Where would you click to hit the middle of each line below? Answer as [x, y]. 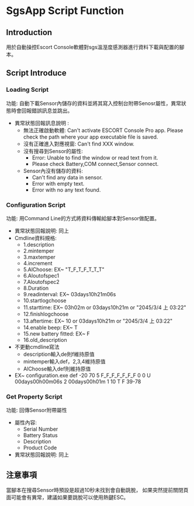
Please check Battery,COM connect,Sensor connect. [95, 164]
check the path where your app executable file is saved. [91, 137]
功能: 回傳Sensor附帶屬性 [37, 410]
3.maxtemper [39, 257]
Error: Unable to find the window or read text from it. [95, 157]
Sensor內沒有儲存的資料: [53, 171]
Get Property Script [34, 397]
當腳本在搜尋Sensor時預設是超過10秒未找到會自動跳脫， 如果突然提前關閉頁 [97, 490]
